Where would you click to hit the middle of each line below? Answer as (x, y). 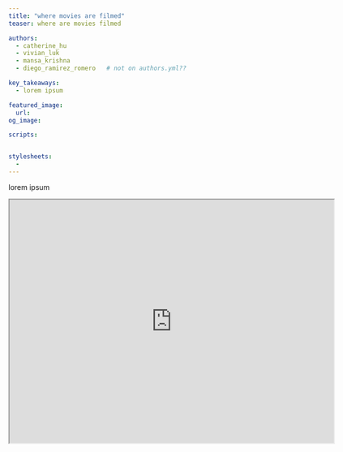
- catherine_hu (41, 45)
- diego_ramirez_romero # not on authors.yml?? (101, 69)
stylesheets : (30, 157)
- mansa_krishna (43, 61)
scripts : (23, 135)
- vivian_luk (38, 54)
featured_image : (36, 105)
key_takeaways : (34, 83)
